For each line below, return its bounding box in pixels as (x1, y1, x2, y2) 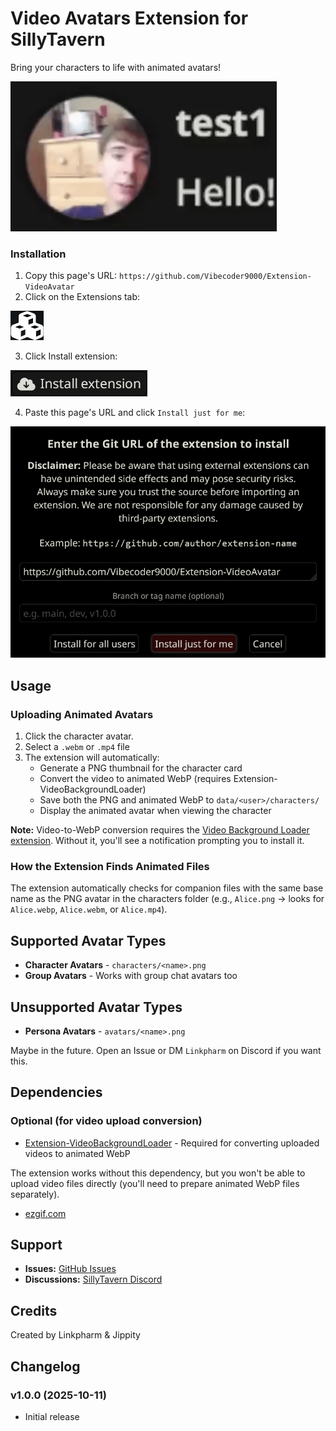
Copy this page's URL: (24, 270, 118, 282)
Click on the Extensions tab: (24, 291, 141, 303)
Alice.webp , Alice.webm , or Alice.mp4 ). (10, 903, 168, 916)
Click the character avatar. (24, 730, 134, 742)
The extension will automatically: (24, 752, 160, 763)
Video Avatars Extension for (10, 7, 249, 30)
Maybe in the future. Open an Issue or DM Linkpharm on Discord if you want (10, 1044, 322, 1056)
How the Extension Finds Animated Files (10, 859, 210, 873)
